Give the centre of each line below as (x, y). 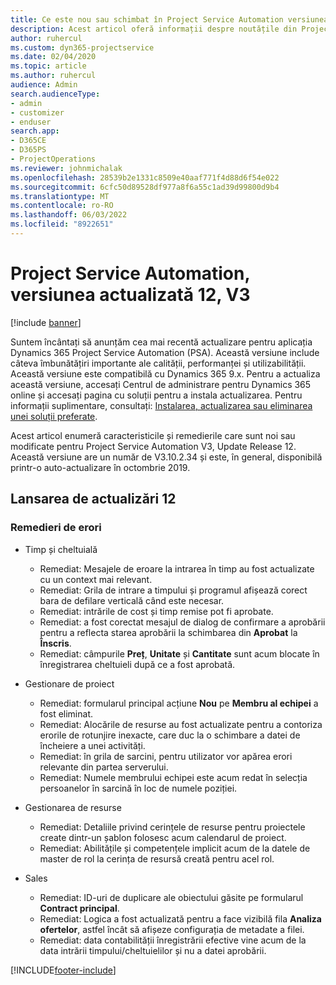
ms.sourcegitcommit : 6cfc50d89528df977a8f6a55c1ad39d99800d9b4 (145, 187)
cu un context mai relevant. (96, 579)
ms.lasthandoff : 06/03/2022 (69, 215)
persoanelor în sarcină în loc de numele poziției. (138, 788)
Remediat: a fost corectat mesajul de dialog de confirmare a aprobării (182, 622)
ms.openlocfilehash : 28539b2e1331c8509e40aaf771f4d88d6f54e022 (145, 177)
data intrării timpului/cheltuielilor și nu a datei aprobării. (153, 950)
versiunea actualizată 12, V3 (130, 295)
